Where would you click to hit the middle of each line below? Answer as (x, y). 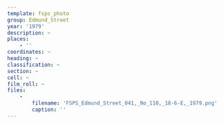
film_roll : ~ (26, 84)
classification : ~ (33, 65)
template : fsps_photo (38, 13)
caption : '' (49, 110)
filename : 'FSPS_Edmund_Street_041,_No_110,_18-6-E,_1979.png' (125, 103)
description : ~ (29, 33)
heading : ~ (23, 59)
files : (17, 90)
